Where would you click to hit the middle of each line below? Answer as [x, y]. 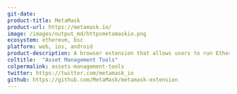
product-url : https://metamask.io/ [60, 27]
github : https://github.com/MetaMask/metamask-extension [93, 80]
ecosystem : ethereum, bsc [45, 40]
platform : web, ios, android [50, 47]
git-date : [22, 14]
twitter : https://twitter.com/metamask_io [71, 73]
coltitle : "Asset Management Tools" [63, 60]
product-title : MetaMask [44, 20]
